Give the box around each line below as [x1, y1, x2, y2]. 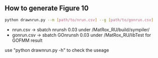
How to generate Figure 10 [5, 4, 89, 13]
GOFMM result [12, 37, 43, 43]
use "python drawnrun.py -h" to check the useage [5, 47, 109, 53]
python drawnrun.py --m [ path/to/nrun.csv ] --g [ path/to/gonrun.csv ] [5, 17, 154, 22]
